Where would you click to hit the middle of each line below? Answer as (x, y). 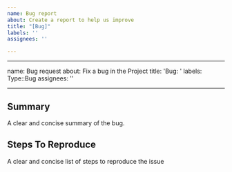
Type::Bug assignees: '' (40, 78)
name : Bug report (32, 13)
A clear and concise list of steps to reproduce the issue (86, 161)
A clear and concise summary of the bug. (66, 123)
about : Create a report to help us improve (71, 20)
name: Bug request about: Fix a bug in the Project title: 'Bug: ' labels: (105, 71)
